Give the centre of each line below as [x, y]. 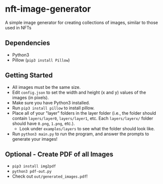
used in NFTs [18, 27]
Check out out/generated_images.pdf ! [50, 176]
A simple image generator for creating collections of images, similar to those [81, 22]
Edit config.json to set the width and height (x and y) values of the [79, 92]
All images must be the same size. [46, 87]
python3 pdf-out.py [32, 172]
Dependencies [27, 43]
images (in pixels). [30, 97]
